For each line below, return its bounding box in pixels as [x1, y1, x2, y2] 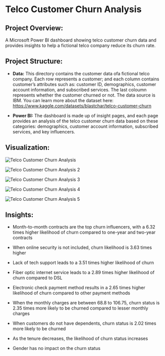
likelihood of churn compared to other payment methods [12, 290, 130, 296]
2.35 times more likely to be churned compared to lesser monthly [12, 305, 148, 312]
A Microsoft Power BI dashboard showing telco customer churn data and [5, 37, 156, 43]
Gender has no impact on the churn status [12, 345, 101, 351]
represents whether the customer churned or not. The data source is [12, 92, 155, 98]
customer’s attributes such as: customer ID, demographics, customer [12, 81, 156, 87]
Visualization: [5, 143, 50, 152]
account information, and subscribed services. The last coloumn [12, 86, 147, 93]
